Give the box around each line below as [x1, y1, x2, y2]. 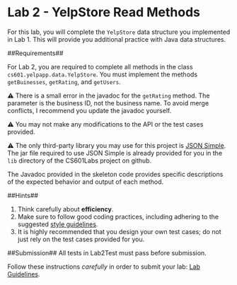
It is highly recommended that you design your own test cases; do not [17, 227, 221, 235]
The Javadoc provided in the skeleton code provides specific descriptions [7, 170, 224, 178]
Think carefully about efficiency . [17, 204, 114, 213]
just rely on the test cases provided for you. [17, 235, 145, 243]
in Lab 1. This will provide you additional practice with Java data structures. [7, 35, 226, 43]
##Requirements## [7, 49, 64, 57]
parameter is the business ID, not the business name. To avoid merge [7, 98, 209, 107]
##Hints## [7, 191, 39, 199]
